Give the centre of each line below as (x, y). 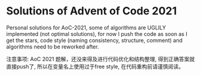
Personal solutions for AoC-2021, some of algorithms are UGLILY (86, 28)
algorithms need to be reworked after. (53, 47)
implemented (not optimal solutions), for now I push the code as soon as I (97, 34)
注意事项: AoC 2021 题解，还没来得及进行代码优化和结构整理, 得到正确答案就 (100, 59)
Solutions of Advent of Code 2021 (92, 11)
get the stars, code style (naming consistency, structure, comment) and (95, 40)
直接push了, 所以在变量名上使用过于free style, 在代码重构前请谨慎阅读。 (95, 66)
